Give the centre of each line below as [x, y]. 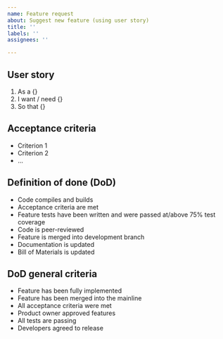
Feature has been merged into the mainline [79, 298]
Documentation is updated [56, 244]
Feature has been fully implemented [70, 291]
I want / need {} [40, 98]
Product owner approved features [66, 313]
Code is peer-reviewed [51, 229]
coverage [31, 222]
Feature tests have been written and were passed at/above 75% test [116, 215]
